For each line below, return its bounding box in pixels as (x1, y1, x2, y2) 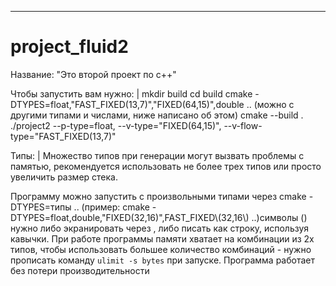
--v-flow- (223, 119, 263, 131)
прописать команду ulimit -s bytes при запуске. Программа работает (10, 254, 315, 266)
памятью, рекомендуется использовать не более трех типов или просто (10, 160, 322, 172)
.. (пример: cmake (73, 201, 150, 213)
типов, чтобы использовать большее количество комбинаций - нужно (10, 243, 312, 255)
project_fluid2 (10, 36, 129, 58)
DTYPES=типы (10, 201, 72, 213)
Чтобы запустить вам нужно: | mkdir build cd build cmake (10, 87, 253, 100)
